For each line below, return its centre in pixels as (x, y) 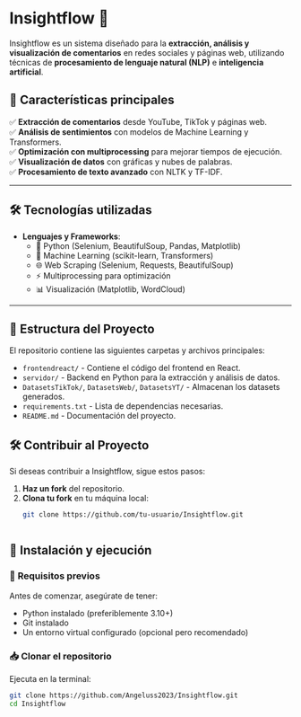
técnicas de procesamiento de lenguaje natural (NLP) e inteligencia (137, 62)
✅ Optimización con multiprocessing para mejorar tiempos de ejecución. (146, 151)
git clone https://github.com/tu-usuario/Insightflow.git (133, 515)
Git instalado (45, 623)
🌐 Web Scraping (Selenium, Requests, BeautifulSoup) (135, 265)
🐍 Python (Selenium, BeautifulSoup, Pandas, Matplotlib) (138, 245)
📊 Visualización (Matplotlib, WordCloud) (111, 289)
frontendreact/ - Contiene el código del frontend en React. (131, 368)
